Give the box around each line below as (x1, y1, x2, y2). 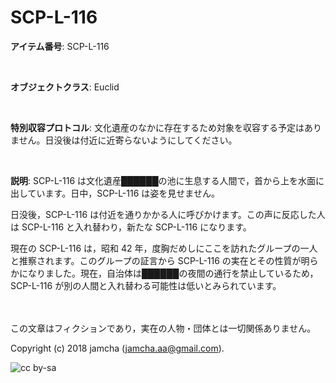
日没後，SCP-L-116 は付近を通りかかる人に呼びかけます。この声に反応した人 (10, 208, 326, 220)
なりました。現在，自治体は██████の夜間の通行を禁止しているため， (27, 267, 319, 279)
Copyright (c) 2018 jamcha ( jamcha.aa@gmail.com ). (10, 342, 225, 354)
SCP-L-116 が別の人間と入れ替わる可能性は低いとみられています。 (10, 279, 282, 291)
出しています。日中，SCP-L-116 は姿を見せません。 (10, 187, 220, 199)
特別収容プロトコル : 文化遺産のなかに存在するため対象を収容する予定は (10, 121, 305, 133)
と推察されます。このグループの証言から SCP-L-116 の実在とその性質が (10, 254, 302, 266)
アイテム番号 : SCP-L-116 (10, 40, 110, 52)
